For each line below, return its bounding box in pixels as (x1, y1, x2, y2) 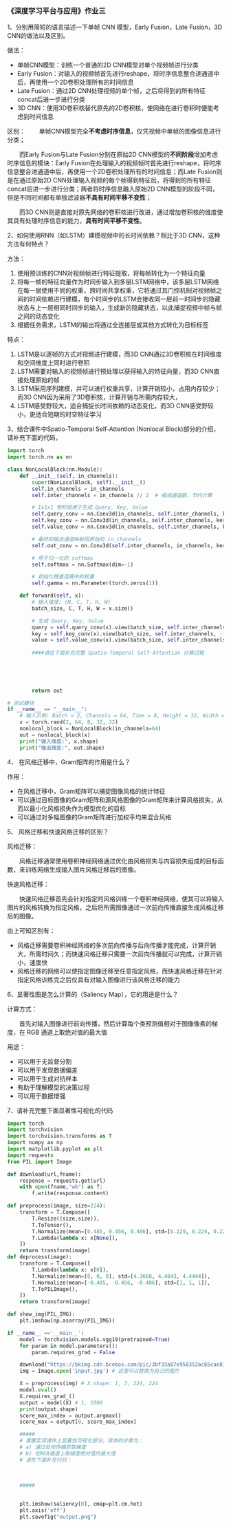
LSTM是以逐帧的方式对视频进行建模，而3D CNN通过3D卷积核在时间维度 (16, 350, 222, 359)
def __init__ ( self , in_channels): (19, 472, 118, 479)
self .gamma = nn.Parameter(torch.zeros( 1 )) (32, 580, 158, 587)
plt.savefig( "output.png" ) (19, 1513, 97, 1520)
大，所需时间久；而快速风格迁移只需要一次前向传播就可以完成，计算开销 (16, 949, 222, 958)
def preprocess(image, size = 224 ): (7, 1203, 107, 1210)
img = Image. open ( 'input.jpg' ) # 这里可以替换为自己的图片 (19, 1368, 180, 1375)
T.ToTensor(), (32, 1221, 72, 1228)
